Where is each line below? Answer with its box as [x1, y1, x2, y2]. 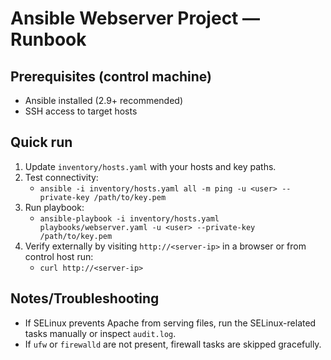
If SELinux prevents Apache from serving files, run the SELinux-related [24, 317, 317, 329]
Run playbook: [24, 201, 85, 213]
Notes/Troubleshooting [10, 290, 160, 307]
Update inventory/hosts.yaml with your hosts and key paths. [24, 160, 277, 172]
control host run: [24, 250, 94, 262]
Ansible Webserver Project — [10, 7, 260, 30]
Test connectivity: [24, 171, 99, 183]
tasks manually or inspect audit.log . [24, 327, 177, 339]
